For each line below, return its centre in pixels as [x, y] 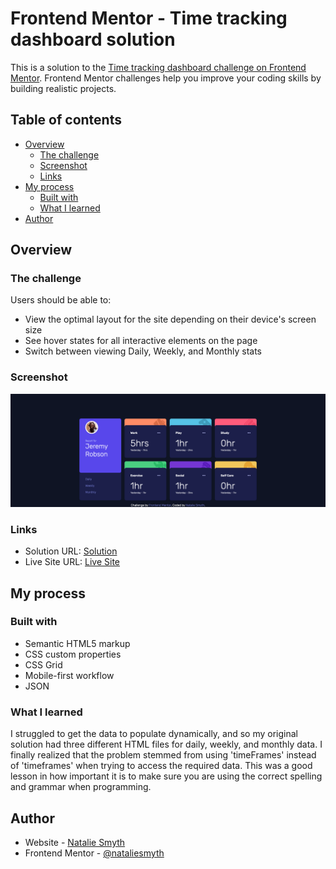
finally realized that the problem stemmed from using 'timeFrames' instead [163, 755]
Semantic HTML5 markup [77, 643]
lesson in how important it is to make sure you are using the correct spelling [166, 776]
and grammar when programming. [81, 787]
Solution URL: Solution [71, 551]
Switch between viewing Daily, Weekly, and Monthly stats [143, 351]
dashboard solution [93, 39]
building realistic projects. [63, 88]
